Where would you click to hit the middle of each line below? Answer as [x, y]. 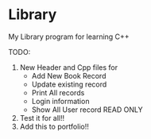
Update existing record [69, 84]
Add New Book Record [69, 75]
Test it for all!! [42, 118]
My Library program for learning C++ [69, 37]
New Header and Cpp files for [68, 67]
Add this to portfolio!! [54, 126]
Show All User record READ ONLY [87, 110]
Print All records [58, 92]
